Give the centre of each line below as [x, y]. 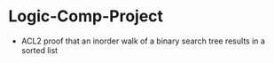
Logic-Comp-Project [86, 16]
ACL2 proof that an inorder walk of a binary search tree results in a [143, 41]
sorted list [39, 50]
